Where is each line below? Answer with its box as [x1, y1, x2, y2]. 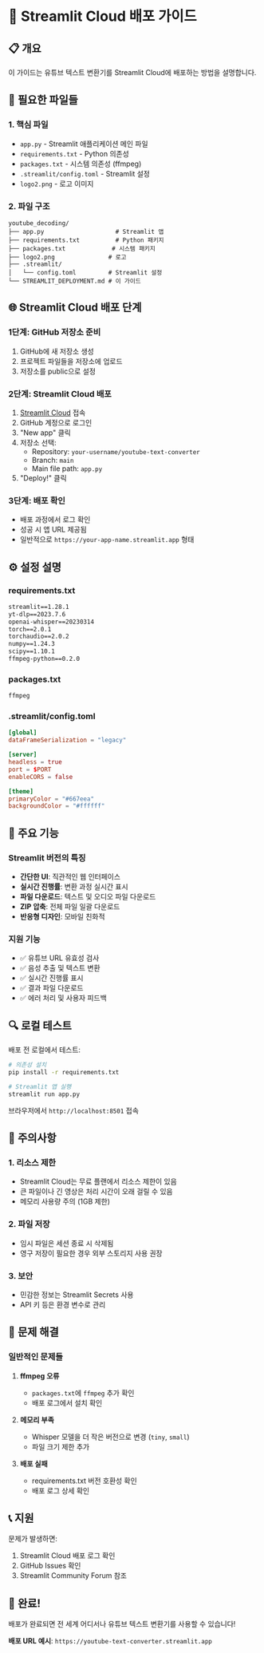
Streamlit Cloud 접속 [19, 408, 86, 417]
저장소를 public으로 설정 [19, 366, 96, 376]
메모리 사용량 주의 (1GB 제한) [19, 1196, 110, 1206]
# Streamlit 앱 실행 [8, 1082, 72, 1090]
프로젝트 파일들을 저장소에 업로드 [19, 356, 123, 366]
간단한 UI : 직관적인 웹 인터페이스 [19, 872, 121, 881]
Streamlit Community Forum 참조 [19, 1571, 128, 1580]
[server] [8, 751, 37, 759]
